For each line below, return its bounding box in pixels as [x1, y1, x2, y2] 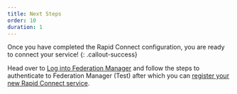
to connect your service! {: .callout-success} [7, 50, 138, 59]
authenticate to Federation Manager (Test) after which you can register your [7, 71, 229, 80]
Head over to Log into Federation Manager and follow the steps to [7, 64, 200, 73]
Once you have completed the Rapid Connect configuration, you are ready [7, 43, 225, 52]
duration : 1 [7, 23, 43, 30]
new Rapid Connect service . [7, 79, 90, 88]
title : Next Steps [7, 10, 62, 18]
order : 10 [7, 17, 37, 24]
